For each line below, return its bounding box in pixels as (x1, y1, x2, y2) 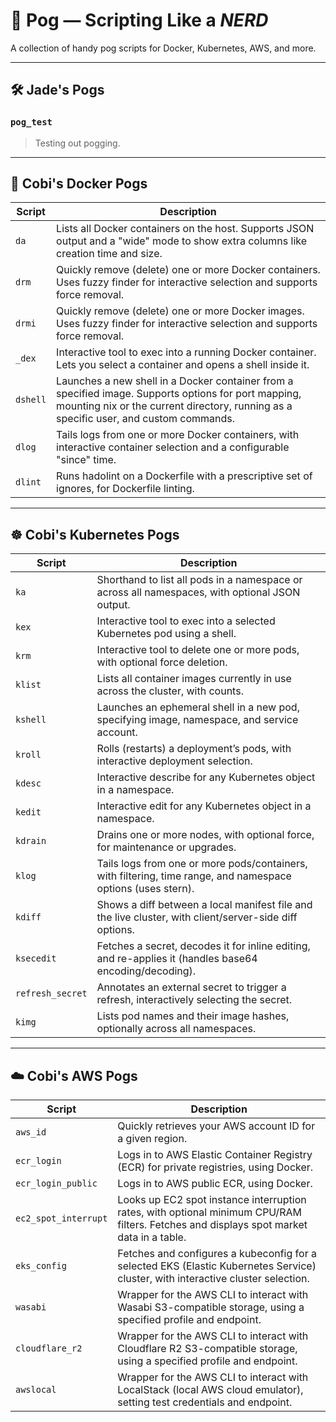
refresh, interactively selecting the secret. (96, 993, 293, 1007)
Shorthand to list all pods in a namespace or (96, 573, 303, 587)
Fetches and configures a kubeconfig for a (117, 1247, 317, 1261)
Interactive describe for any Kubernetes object (96, 770, 316, 784)
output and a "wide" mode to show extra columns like (56, 234, 307, 248)
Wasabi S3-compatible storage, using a (117, 1300, 305, 1314)
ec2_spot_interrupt (15, 1213, 108, 1224)
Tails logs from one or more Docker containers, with (56, 428, 300, 442)
